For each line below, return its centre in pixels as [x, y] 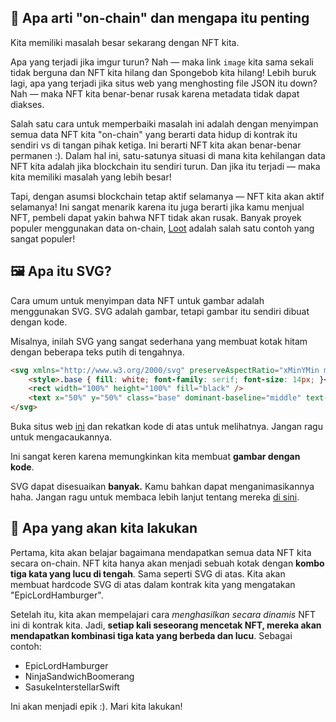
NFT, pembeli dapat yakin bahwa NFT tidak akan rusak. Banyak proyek [156, 217]
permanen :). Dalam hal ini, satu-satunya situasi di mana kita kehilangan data [168, 155]
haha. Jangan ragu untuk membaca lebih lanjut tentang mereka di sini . [155, 497]
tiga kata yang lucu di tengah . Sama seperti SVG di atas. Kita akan [148, 573]
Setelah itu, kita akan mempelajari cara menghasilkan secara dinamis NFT [163, 614]
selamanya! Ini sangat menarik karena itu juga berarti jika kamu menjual [157, 207]
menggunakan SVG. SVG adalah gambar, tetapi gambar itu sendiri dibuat [160, 311]
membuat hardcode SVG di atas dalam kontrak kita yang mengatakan [153, 584]
